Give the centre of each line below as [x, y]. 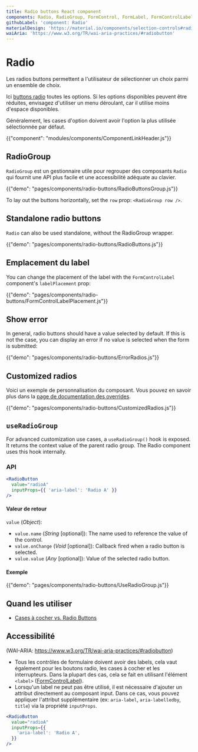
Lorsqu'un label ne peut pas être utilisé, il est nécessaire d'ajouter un [98, 687]
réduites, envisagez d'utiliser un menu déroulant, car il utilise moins [88, 103]
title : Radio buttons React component [54, 11]
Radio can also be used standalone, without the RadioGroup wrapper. [90, 233]
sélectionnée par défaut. [36, 127]
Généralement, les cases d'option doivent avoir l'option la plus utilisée [91, 121]
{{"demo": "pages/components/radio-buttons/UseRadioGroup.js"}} [88, 585]
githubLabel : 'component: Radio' [47, 22]
